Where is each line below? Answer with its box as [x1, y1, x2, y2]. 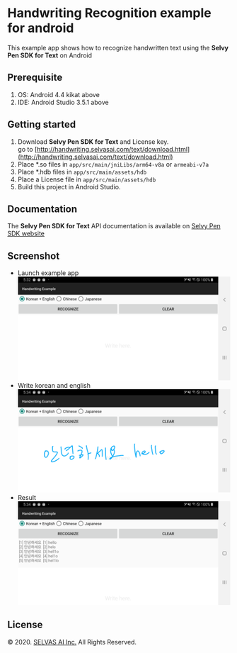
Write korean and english [17, 381, 91, 389]
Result [17, 493, 37, 502]
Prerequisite [7, 72, 63, 84]
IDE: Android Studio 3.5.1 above [17, 98, 109, 106]
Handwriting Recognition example [7, 5, 212, 21]
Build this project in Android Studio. [17, 182, 121, 191]
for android [7, 20, 74, 36]
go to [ [17, 145, 37, 153]
